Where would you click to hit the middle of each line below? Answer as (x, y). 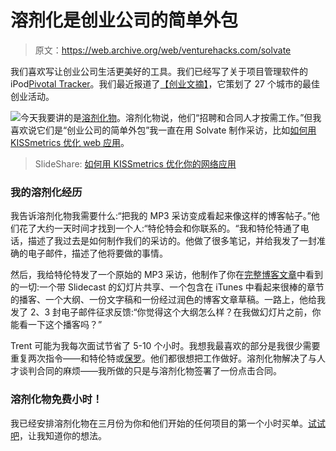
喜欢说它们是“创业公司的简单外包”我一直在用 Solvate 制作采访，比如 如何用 (163, 130)
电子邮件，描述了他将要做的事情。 (97, 253)
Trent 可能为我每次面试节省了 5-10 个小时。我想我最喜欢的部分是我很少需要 (165, 346)
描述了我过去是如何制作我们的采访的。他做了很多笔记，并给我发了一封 (172, 241)
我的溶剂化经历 (46, 192)
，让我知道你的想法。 (63, 435)
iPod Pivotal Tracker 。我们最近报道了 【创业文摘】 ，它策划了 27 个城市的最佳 (165, 83)
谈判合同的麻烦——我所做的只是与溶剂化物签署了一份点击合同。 (150, 371)
